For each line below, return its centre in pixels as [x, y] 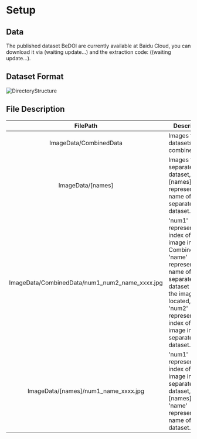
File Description [35, 109]
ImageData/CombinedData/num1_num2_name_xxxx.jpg [86, 283]
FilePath [86, 125]
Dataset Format [35, 77]
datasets [180, 143]
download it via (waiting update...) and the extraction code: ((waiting [89, 52]
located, [180, 301]
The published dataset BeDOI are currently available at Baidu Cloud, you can [98, 46]
